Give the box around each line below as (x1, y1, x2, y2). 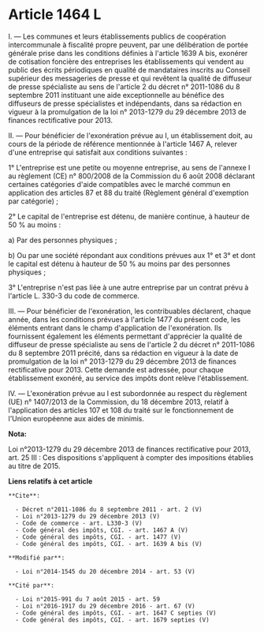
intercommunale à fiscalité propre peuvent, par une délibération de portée (8, 39, 248, 49)
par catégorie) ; (8, 196, 59, 206)
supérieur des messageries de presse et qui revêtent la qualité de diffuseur (8, 73, 252, 83)
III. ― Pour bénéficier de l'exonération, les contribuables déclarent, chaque (8, 306, 251, 316)
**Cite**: (8, 492, 41, 499)
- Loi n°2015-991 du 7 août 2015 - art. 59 (15, 595, 160, 603)
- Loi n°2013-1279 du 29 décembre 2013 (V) (15, 512, 160, 520)
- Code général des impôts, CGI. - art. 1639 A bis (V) (15, 540, 203, 548)
